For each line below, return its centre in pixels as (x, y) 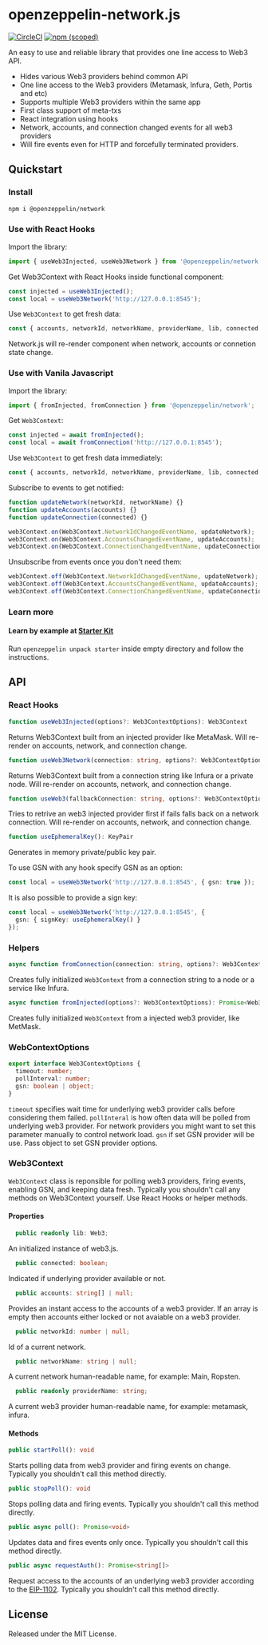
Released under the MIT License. (63, 1634)
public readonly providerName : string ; (82, 1391)
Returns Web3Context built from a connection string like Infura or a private (131, 775)
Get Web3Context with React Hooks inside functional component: (116, 277)
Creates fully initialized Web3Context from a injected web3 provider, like (124, 1018)
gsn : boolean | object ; (55, 1086)
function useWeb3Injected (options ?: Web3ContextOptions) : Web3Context (128, 721)
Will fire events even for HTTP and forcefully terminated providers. (129, 144)
